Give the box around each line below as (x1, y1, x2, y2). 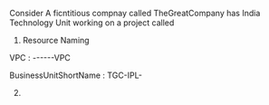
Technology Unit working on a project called (9, 17, 175, 28)
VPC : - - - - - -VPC (9, 52, 71, 62)
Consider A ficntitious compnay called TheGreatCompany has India (9, 8, 261, 18)
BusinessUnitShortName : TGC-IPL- (9, 70, 143, 81)
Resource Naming (22, 35, 90, 45)
